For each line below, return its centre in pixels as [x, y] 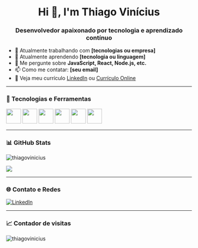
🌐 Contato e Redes [33, 189]
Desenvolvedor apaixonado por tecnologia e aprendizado [99, 31]
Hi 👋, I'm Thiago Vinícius [99, 12]
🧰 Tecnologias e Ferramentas [49, 99]
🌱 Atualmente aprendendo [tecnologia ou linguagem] [80, 57]
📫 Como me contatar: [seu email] [56, 70]
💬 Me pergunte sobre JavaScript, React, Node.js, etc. [80, 63]
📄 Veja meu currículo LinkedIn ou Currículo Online [75, 78]
